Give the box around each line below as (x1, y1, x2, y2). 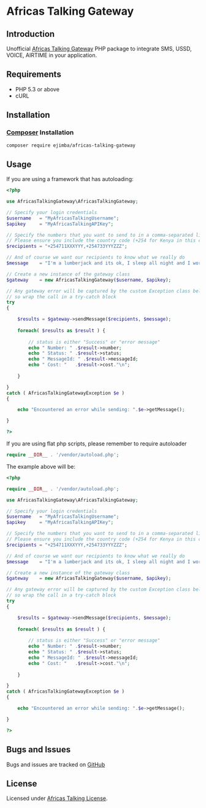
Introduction (6, 29, 55, 39)
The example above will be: (6, 463, 75, 470)
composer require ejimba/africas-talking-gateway (6, 142, 136, 148)
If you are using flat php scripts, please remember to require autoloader (6, 440, 187, 447)
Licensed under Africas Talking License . (6, 795, 108, 802)
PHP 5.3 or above (15, 85, 60, 93)
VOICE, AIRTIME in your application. (6, 52, 97, 59)
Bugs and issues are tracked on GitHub (6, 761, 105, 768)
